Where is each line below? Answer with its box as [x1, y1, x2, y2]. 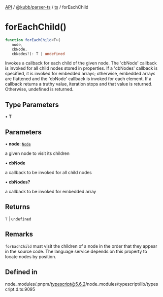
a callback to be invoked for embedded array [5, 189, 97, 195]
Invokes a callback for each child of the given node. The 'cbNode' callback [5, 60, 157, 66]
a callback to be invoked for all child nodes [5, 170, 92, 176]
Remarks [5, 230, 33, 238]
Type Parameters [5, 100, 59, 109]
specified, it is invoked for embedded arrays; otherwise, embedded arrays [5, 71, 156, 77]
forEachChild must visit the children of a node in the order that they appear [5, 243, 158, 249]
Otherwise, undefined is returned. [5, 86, 74, 92]
